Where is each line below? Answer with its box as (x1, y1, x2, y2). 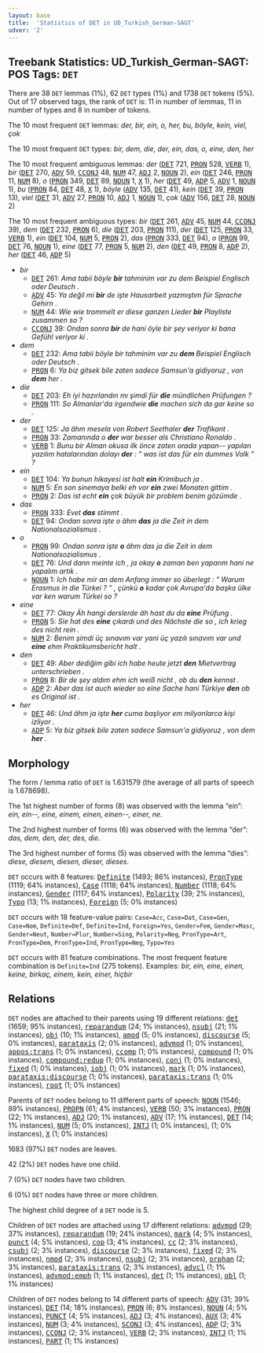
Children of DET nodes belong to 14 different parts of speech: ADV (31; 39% (8, 1294, 250, 1303)
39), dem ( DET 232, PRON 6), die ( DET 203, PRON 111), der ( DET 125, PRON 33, (8, 225, 254, 235)
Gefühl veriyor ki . (31, 332, 89, 342)
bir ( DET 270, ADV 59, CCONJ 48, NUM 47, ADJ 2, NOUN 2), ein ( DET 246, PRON (8, 168, 253, 177)
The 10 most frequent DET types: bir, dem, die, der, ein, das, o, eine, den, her (8, 144, 254, 154)
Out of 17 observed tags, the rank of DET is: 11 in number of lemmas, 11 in (8, 97, 242, 106)
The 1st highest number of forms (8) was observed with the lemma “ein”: (8, 801, 243, 810)
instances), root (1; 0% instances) (8, 1080, 121, 1089)
